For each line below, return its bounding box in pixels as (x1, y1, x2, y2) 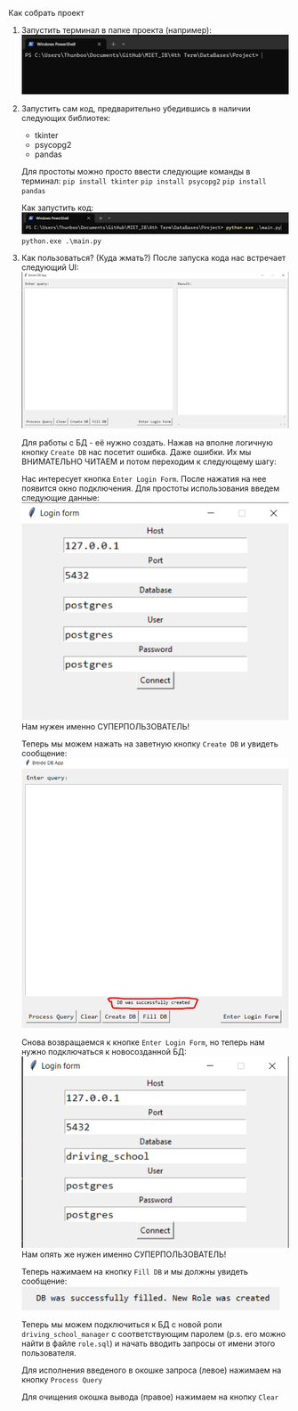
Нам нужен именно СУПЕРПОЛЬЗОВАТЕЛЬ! (20, 721, 190, 731)
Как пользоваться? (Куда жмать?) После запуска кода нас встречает (20, 252, 286, 263)
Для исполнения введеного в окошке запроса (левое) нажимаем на (20, 1365, 282, 1375)
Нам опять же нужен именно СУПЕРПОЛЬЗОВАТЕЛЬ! (20, 1249, 227, 1260)
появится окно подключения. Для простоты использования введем (20, 483, 280, 493)
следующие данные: (20, 493, 100, 503)
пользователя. (20, 1348, 77, 1358)
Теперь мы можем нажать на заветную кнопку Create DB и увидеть (20, 738, 279, 749)
